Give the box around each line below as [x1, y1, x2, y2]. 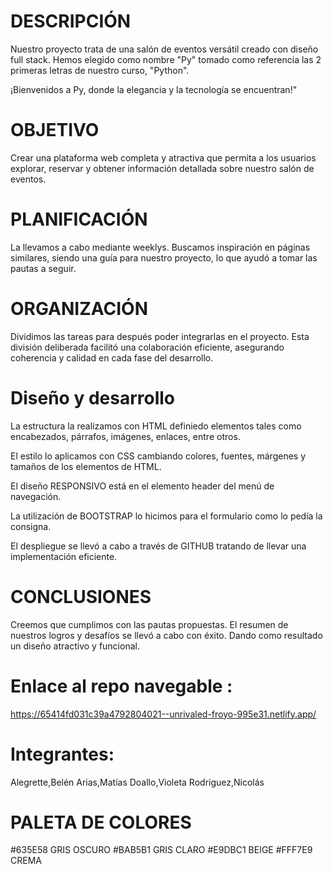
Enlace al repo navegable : [10, 675, 233, 697]
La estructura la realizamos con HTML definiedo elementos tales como [10, 420, 302, 432]
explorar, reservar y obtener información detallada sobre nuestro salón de [10, 162, 315, 174]
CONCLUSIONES [10, 585, 152, 608]
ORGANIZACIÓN [10, 298, 149, 320]
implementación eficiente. [10, 550, 118, 562]
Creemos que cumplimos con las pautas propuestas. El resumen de [10, 618, 289, 630]
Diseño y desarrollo [10, 386, 176, 409]
